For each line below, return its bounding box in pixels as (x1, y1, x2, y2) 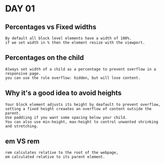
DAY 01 (5, 3, 35, 14)
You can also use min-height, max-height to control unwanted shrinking (5, 119, 159, 124)
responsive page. (5, 71, 41, 76)
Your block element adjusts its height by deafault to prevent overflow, (5, 102, 161, 107)
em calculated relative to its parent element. (5, 155, 106, 160)
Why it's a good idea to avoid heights (5, 89, 122, 97)
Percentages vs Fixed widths (5, 23, 97, 31)
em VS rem (5, 137, 40, 146)
